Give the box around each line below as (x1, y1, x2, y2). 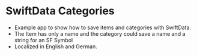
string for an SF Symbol (14, 36, 73, 43)
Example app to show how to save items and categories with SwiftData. (14, 24, 192, 31)
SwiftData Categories (5, 4, 115, 18)
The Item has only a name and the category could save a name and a (14, 30, 186, 37)
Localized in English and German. (14, 43, 97, 50)
